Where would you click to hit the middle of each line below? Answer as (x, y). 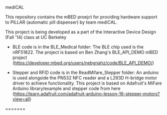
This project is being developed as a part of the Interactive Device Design (81, 32)
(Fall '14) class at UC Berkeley (36, 37)
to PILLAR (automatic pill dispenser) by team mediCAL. (61, 22)
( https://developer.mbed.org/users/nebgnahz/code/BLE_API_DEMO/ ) (83, 63)
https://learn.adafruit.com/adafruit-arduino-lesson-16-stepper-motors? (87, 94)
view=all (21, 99)
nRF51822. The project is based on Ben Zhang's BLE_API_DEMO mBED (85, 52)
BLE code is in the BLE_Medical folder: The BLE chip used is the (78, 47)
